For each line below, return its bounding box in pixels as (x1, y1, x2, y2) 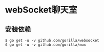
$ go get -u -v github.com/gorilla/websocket (5, 38, 99, 43)
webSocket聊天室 (5, 4, 78, 15)
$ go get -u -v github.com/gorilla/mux (5, 42, 86, 47)
